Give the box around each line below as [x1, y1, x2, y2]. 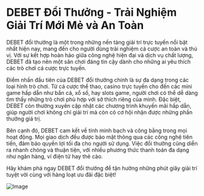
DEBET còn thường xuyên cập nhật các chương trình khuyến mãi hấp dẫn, [6, 102, 192, 109]
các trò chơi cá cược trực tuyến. [6, 64, 86, 72]
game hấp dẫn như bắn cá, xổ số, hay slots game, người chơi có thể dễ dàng [6, 89, 198, 96]
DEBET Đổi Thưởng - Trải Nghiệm [6, 5, 177, 19]
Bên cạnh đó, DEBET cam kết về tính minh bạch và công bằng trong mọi [6, 127, 188, 134]
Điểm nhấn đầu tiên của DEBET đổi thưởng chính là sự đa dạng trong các [6, 76, 189, 83]
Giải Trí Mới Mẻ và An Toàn [6, 18, 144, 32]
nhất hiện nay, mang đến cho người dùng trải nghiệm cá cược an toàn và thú [6, 45, 198, 52]
